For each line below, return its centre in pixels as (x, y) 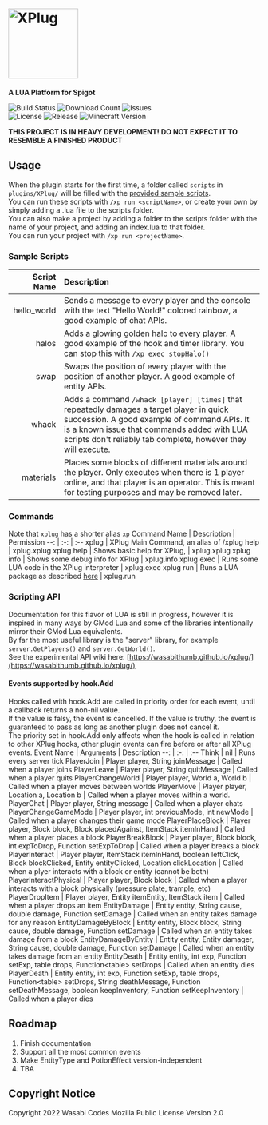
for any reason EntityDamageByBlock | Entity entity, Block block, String (125, 922)
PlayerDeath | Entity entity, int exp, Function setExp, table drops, (114, 973)
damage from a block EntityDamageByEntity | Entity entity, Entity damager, (131, 939)
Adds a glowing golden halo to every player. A (150, 333)
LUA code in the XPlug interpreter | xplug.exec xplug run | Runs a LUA (123, 568)
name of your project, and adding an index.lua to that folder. (107, 227)
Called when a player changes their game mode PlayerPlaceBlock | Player (130, 820)
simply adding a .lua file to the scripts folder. (81, 210)
